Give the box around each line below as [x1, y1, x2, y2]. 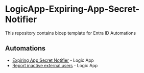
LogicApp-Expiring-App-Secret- [5, 3, 140, 15]
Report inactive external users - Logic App [12, 62, 98, 68]
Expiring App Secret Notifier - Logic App [12, 57, 94, 63]
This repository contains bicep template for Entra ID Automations [5, 30, 136, 36]
